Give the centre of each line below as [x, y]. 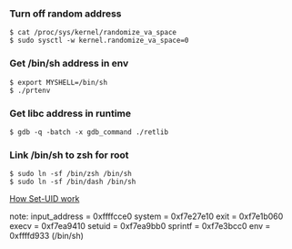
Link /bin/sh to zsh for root [69, 155]
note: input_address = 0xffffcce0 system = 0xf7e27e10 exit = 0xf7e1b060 [146, 216]
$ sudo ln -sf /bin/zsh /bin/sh [70, 174]
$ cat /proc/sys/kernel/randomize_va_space [93, 33]
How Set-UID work [45, 199]
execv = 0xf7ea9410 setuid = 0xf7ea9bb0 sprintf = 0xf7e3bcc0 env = [140, 226]
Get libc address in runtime [70, 113]
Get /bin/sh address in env [69, 64]
